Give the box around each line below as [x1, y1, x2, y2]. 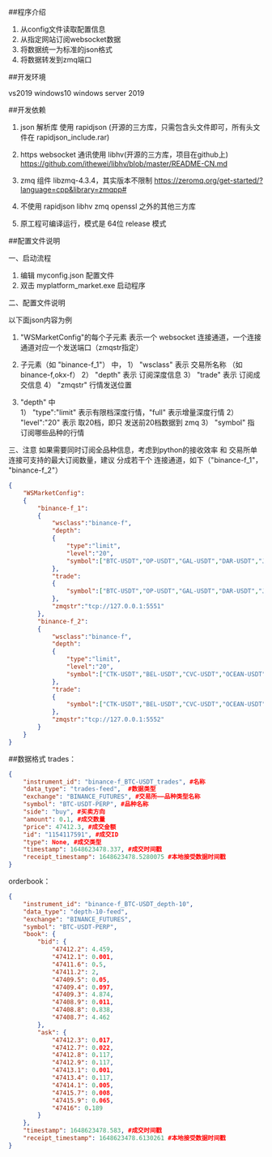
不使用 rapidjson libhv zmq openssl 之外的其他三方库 [19, 201, 197, 211]
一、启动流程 [8, 253, 51, 262]
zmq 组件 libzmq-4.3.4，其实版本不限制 [19, 175, 153, 185]
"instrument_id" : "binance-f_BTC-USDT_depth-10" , [23, 900, 194, 908]
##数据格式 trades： [8, 753, 77, 763]
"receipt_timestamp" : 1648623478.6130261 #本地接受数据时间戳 [23, 1134, 227, 1142]
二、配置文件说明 [8, 298, 66, 307]
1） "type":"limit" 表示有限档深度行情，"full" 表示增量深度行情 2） [19, 408, 239, 417]
